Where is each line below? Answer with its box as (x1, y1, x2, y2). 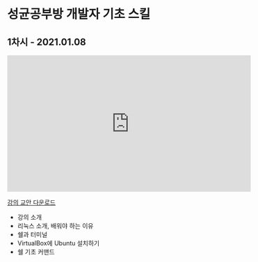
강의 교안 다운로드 (7, 198, 56, 207)
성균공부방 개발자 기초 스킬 (7, 6, 151, 22)
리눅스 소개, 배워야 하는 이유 (17, 222, 94, 229)
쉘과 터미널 (17, 230, 48, 238)
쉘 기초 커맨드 (17, 247, 55, 256)
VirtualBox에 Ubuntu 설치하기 (17, 239, 100, 247)
